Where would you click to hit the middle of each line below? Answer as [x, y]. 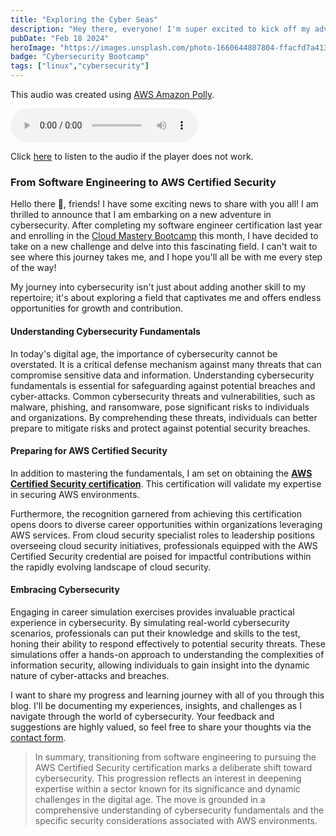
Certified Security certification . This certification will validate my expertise [166, 483]
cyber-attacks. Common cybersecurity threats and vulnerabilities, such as [163, 396]
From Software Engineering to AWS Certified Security [143, 182]
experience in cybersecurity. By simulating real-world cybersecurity [150, 622]
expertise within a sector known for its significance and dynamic [167, 788]
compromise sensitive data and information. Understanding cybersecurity [162, 375]
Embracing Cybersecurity [65, 590]
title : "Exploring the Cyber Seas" [84, 19]
